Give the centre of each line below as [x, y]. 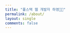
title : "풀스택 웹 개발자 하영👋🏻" [35, 9]
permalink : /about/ [25, 14]
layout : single [20, 18]
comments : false [21, 23]
